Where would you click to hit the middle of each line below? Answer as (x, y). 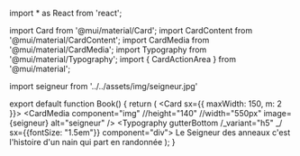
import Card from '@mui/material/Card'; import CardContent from (131, 30)
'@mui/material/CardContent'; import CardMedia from (109, 40)
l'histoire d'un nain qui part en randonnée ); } (92, 142)
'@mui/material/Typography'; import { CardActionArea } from (123, 59)
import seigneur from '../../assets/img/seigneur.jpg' (104, 86)
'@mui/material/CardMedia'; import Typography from (108, 50)
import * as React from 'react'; (66, 13)
